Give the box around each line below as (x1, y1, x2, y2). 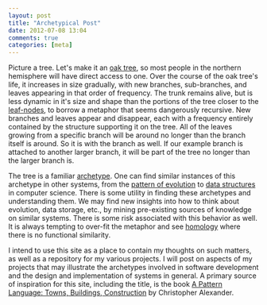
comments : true (8, 33, 59, 42)
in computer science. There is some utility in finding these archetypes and (8, 188, 251, 198)
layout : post (8, 11, 52, 20)
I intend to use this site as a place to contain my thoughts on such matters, (8, 245, 252, 255)
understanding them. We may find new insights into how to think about (8, 196, 240, 207)
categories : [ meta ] (8, 41, 73, 49)
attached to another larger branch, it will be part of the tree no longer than (8, 148, 250, 157)
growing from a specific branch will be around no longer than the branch (8, 130, 246, 140)
